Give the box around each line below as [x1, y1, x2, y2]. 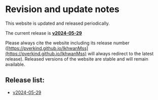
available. [5, 61, 25, 67]
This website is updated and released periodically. [5, 20, 110, 26]
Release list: [5, 76, 45, 84]
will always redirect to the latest [88, 51, 154, 57]
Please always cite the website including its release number [5, 39, 130, 46]
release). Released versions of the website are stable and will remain [5, 56, 148, 62]
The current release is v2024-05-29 [5, 30, 82, 36]
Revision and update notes [5, 4, 120, 15]
